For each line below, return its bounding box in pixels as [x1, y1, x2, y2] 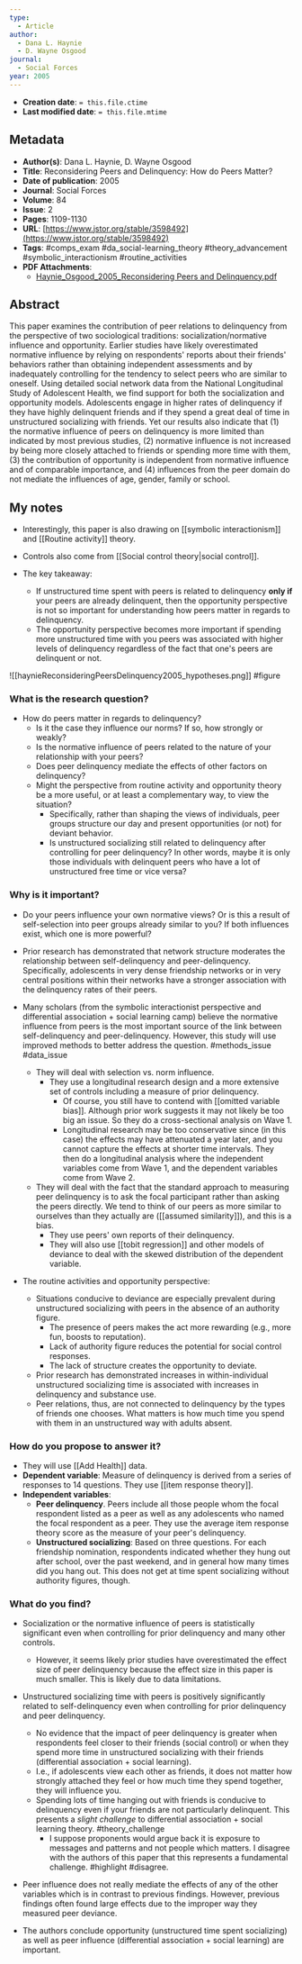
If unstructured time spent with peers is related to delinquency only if [35, 586, 293, 597]
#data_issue [22, 1049, 68, 1060]
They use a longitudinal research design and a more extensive [49, 1076, 280, 1087]
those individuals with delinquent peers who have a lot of [49, 856, 261, 867]
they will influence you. [35, 1785, 122, 1797]
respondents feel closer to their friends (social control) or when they [35, 1737, 289, 1748]
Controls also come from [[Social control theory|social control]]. [22, 551, 260, 562]
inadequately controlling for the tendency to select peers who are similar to [9, 368, 288, 379]
